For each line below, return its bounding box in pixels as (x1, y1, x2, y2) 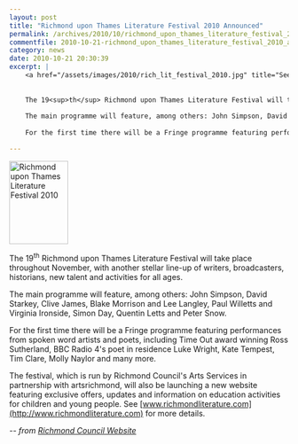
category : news (9, 46, 66, 55)
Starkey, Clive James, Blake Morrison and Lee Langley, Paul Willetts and (9, 298, 273, 308)
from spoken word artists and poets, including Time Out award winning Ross (9, 334, 288, 345)
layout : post (9, 12, 58, 22)
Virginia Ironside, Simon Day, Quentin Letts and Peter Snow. (9, 308, 228, 318)
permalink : (9, 29, 50, 38)
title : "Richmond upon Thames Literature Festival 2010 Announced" (9, 21, 264, 30)
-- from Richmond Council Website (9, 425, 137, 435)
